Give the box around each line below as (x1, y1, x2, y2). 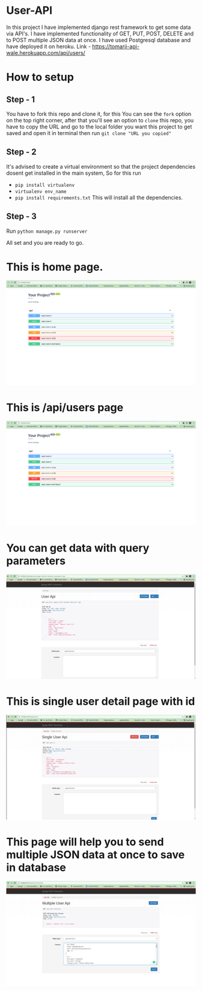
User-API (6, 4, 53, 17)
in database (6, 860, 66, 874)
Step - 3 (6, 212, 37, 222)
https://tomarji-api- (92, 43, 140, 50)
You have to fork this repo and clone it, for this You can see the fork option (6, 110, 192, 118)
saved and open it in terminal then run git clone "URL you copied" (6, 129, 172, 136)
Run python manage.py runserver (6, 227, 88, 234)
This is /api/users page (6, 400, 124, 414)
